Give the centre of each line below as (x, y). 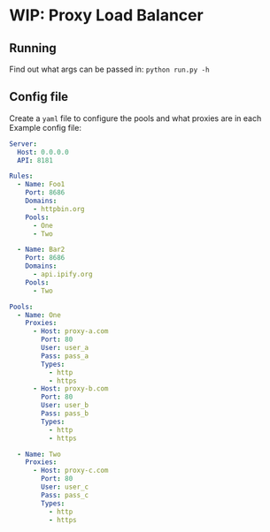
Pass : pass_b (65, 414)
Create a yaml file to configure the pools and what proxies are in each (135, 118)
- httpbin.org (59, 209)
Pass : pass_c (65, 495)
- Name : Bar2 (41, 250)
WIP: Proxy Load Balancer (106, 15)
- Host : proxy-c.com (70, 471)
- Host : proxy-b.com (70, 389)
